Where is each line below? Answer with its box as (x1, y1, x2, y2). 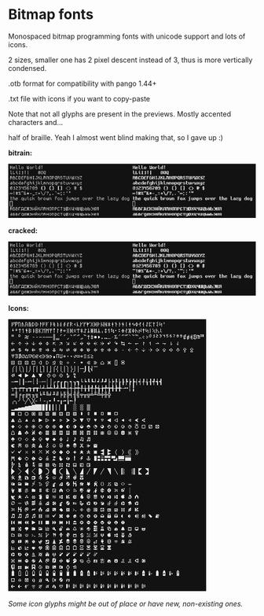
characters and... (8, 117, 64, 127)
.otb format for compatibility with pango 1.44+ (8, 79, 157, 88)
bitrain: (8, 148, 33, 157)
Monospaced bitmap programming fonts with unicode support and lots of (8, 31, 246, 41)
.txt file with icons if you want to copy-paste (8, 94, 151, 103)
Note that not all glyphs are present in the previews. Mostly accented (8, 109, 232, 119)
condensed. (8, 63, 47, 72)
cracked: (8, 226, 38, 235)
